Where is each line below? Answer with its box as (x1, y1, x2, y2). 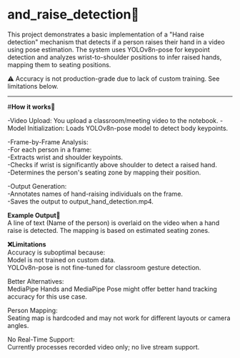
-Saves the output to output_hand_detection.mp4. (7, 197, 154, 206)
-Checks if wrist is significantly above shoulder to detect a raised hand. (7, 160, 218, 169)
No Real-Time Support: (7, 335, 75, 344)
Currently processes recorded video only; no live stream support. (7, 342, 200, 351)
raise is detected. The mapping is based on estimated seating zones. (7, 226, 210, 234)
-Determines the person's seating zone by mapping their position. (7, 168, 201, 176)
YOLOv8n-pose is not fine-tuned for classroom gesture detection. (7, 263, 201, 272)
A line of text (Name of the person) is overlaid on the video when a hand (7, 218, 220, 227)
